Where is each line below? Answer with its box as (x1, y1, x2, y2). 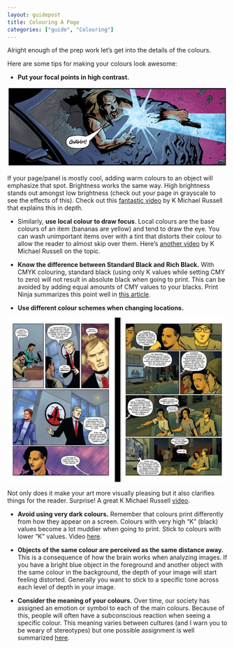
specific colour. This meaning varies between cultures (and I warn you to (17, 619, 228, 627)
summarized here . (17, 633, 70, 642)
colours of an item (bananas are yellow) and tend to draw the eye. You (17, 224, 220, 233)
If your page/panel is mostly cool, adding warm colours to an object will (7, 174, 213, 182)
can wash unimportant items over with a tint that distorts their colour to (17, 232, 222, 240)
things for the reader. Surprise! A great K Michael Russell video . (7, 496, 190, 505)
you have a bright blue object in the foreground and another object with (17, 561, 224, 569)
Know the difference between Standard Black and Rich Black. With (17, 261, 214, 269)
